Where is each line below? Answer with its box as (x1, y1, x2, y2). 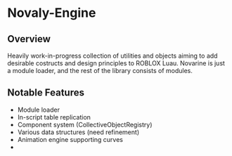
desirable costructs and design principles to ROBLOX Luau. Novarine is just (7, 59, 225, 67)
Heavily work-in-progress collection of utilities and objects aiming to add (7, 51, 218, 60)
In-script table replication (17, 112, 91, 121)
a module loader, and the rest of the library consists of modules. (7, 67, 193, 74)
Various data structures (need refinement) (17, 128, 139, 136)
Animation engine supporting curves (17, 135, 123, 143)
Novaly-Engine (7, 5, 96, 21)
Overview (7, 33, 51, 45)
